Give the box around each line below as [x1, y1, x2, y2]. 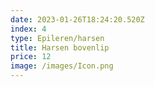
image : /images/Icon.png [10, 61, 114, 71]
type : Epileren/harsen [10, 33, 105, 43]
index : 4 [10, 24, 47, 34]
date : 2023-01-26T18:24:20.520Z [10, 14, 145, 25]
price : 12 [10, 52, 52, 62]
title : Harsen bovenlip [10, 42, 110, 53]
